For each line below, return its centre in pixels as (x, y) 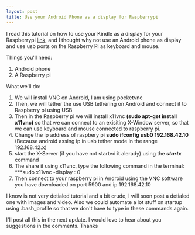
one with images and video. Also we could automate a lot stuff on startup (94, 202)
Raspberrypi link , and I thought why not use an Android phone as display (94, 40)
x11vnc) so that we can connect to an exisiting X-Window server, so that (102, 122)
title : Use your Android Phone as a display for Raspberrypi (82, 17)
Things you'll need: (29, 57)
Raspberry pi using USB (43, 110)
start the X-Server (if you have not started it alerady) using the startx (98, 153)
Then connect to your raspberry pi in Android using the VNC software (99, 178)
